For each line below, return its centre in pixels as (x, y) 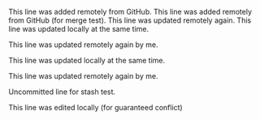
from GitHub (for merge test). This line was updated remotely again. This (130, 20)
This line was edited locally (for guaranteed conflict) (95, 107)
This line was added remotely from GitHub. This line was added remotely (130, 12)
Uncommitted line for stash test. (62, 92)
